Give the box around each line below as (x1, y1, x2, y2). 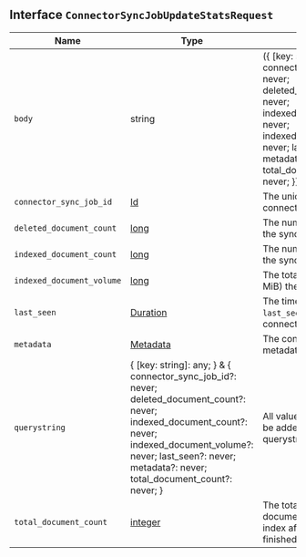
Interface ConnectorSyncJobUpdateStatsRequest (9, 7, 274, 23)
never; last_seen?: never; (130, 449, 237, 462)
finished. (262, 532, 301, 545)
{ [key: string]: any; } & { (130, 358, 232, 371)
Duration (130, 305, 168, 318)
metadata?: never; (130, 460, 208, 473)
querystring (14, 422, 66, 432)
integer (130, 515, 161, 528)
